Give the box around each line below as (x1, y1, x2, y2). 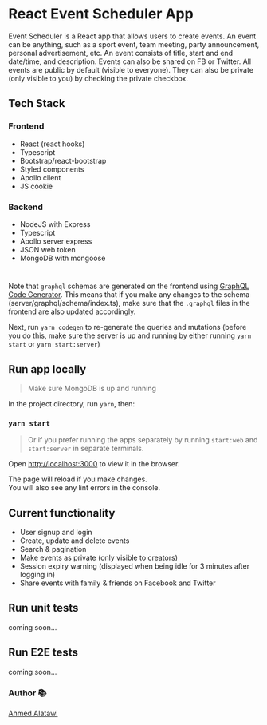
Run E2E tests (8, 646, 78, 660)
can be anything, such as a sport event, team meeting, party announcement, (8, 39, 260, 49)
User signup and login (19, 528, 93, 537)
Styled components (19, 164, 84, 174)
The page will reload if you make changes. (8, 474, 147, 484)
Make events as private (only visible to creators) (19, 553, 178, 563)
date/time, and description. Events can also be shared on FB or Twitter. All (8, 57, 252, 66)
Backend (8, 201, 44, 212)
